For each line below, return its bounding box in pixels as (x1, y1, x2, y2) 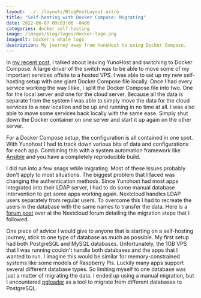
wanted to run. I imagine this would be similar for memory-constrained (6, 252, 180, 260)
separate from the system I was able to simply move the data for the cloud (6, 97, 190, 104)
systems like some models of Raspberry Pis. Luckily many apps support (6, 259, 184, 266)
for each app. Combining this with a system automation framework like (6, 146, 181, 153)
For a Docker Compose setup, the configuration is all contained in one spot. (6, 134, 193, 141)
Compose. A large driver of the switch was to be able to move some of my (6, 65, 190, 72)
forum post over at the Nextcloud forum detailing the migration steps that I (6, 209, 190, 216)
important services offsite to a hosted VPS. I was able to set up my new (6, 71, 183, 79)
